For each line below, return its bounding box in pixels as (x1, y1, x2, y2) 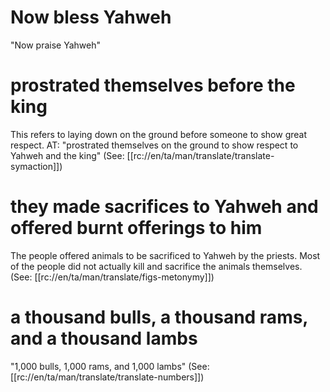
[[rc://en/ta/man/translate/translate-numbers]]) (10, 371, 205, 383)
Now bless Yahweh (10, 6, 172, 29)
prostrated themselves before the (10, 74, 296, 97)
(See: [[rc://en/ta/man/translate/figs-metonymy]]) (10, 271, 215, 283)
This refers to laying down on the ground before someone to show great (10, 128, 308, 140)
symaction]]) (10, 160, 63, 172)
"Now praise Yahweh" (10, 39, 102, 51)
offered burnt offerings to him (10, 217, 263, 240)
